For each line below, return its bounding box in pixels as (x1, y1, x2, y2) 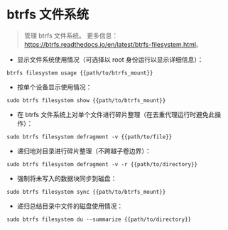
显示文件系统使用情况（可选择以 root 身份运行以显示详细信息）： (16, 55, 204, 64)
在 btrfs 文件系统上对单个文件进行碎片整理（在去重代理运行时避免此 (16, 110, 215, 119)
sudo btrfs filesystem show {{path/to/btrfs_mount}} (6, 97, 166, 104)
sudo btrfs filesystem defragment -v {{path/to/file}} (6, 133, 173, 141)
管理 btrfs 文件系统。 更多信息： (23, 31, 119, 40)
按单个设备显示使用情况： (16, 82, 92, 91)
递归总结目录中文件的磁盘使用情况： (16, 202, 124, 210)
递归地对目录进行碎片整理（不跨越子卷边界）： (16, 146, 151, 155)
